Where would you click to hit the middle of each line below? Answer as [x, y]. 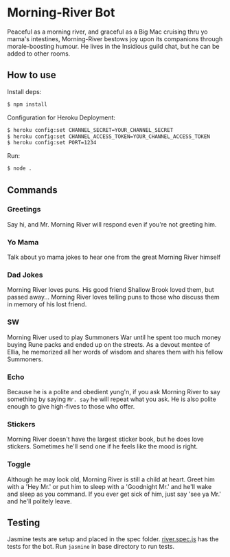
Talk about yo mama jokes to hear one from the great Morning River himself [114, 257]
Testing [24, 522]
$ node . [20, 169]
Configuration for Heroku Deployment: [61, 117]
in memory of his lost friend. [47, 304]
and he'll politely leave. [39, 501]
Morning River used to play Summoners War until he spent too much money [114, 337]
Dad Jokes [25, 275]
